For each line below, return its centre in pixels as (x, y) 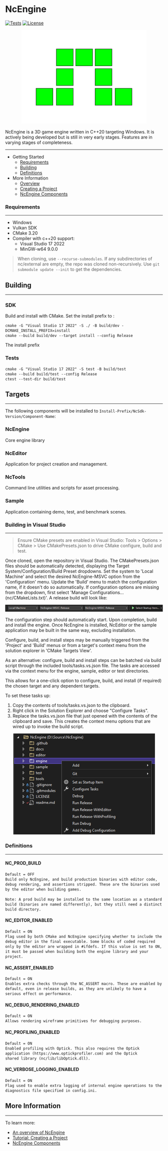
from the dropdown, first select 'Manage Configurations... (64, 592)
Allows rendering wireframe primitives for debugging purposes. (73, 1021)
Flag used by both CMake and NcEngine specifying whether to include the (84, 936)
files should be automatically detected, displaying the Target (67, 565)
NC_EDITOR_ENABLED (29, 920)
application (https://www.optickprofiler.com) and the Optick (71, 1053)
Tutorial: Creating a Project (40, 1137)
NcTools (15, 477)
